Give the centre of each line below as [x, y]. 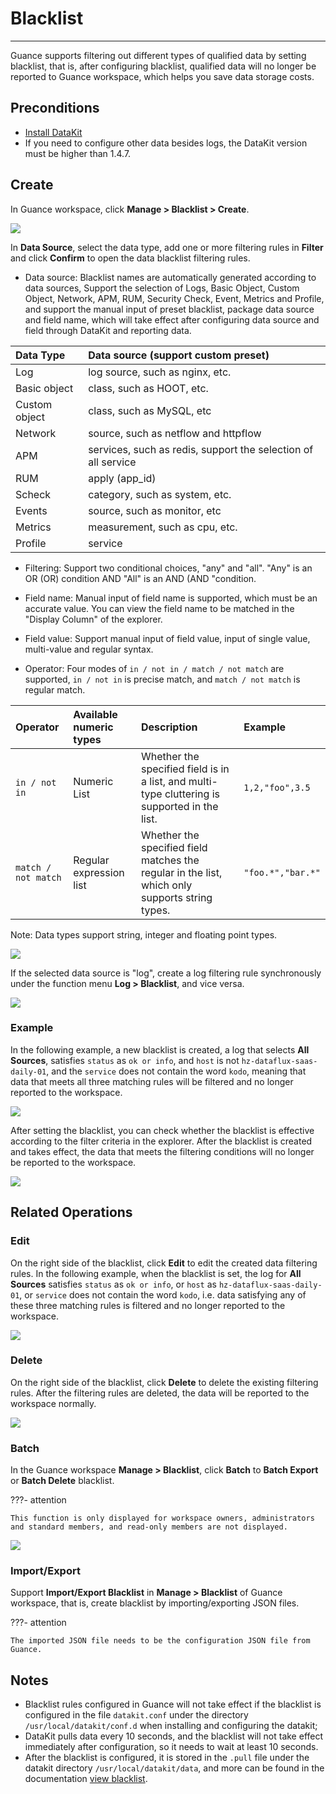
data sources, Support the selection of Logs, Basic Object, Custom [162, 288]
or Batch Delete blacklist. [62, 1481]
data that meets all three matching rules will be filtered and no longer [152, 1081]
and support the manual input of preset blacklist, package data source [169, 309]
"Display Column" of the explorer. [93, 619]
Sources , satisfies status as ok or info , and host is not [125, 1060]
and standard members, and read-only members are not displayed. [149, 1527]
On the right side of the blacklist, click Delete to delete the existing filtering [164, 1382]
